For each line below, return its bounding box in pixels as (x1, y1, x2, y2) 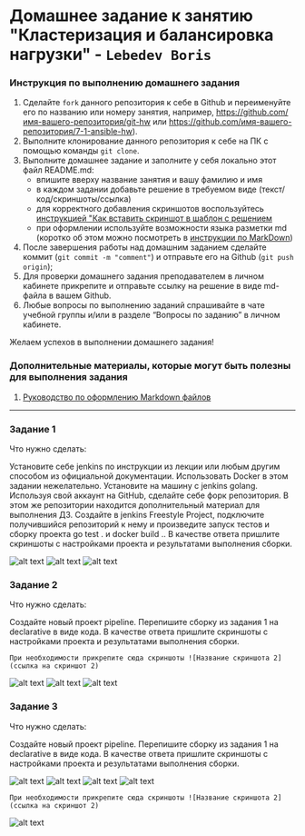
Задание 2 (9, 579, 58, 591)
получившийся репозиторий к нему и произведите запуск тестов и (9, 519, 271, 530)
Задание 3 (9, 701, 58, 713)
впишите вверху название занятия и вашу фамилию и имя (35, 174, 263, 185)
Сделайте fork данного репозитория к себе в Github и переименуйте (22, 97, 291, 108)
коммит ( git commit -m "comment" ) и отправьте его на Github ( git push (22, 252, 294, 263)
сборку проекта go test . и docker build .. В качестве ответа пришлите (9, 529, 280, 540)
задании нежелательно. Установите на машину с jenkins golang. (9, 481, 259, 492)
